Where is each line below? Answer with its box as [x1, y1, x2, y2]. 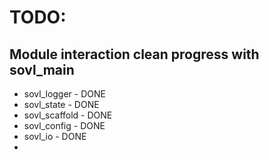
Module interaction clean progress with [9, 46, 260, 63]
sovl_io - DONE [23, 131, 87, 142]
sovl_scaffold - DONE [23, 109, 113, 121]
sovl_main [9, 61, 75, 78]
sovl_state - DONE [23, 99, 100, 110]
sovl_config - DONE [23, 120, 106, 131]
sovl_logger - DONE [23, 88, 106, 100]
